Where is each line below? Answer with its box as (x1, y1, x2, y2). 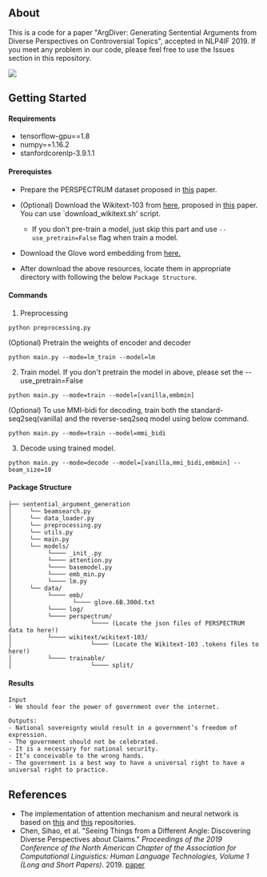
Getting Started (8, 91, 87, 105)
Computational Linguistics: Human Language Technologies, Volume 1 (19, 851, 249, 861)
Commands (8, 290, 48, 300)
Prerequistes (8, 167, 52, 176)
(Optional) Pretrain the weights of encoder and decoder (8, 338, 192, 347)
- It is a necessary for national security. (8, 745, 159, 753)
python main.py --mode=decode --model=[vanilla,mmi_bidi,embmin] (8, 459, 230, 467)
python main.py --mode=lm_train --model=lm (8, 353, 156, 361)
